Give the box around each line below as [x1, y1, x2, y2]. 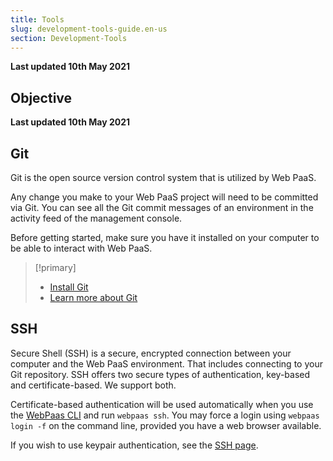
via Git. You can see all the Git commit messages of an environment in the [10, 202, 314, 213]
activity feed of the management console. [10, 212, 183, 224]
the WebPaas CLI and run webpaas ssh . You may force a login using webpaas [10, 409, 320, 421]
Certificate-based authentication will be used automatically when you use [10, 398, 314, 410]
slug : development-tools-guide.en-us [10, 24, 168, 34]
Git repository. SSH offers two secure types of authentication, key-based [10, 368, 311, 380]
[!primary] [34, 262, 77, 273]
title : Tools [10, 14, 65, 25]
